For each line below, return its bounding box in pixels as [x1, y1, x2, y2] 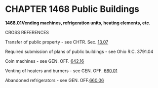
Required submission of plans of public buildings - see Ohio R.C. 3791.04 [5, 48, 154, 54]
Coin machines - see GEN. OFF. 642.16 [5, 58, 84, 64]
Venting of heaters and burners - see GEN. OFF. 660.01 [5, 68, 118, 74]
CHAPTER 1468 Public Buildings [5, 3, 140, 15]
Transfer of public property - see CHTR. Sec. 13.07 [5, 39, 109, 45]
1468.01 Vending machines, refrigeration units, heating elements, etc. [5, 20, 151, 26]
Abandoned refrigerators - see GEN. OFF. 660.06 [5, 77, 104, 83]
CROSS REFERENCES [5, 29, 49, 35]
